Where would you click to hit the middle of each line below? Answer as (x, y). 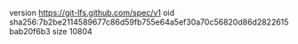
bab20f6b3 (30, 31)
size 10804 (72, 31)
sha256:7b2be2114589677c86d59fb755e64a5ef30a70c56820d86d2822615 (149, 22)
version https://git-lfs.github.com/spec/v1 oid (92, 13)
